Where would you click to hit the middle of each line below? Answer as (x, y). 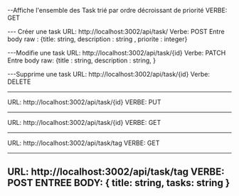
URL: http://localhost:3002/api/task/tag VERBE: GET (84, 143)
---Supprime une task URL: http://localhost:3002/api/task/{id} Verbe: (108, 74)
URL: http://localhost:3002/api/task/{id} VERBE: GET (84, 123)
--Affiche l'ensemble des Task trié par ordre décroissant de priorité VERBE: (117, 10)
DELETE (19, 82)
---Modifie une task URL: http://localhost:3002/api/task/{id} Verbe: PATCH (117, 53)
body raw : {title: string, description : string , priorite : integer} (97, 39)
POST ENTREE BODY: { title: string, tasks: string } (119, 183)
